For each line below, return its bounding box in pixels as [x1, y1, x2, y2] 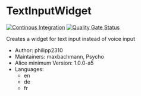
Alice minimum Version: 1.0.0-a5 [14, 59, 94, 66]
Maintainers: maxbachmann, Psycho [14, 53, 104, 60]
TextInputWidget [6, 4, 92, 18]
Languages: [14, 65, 44, 72]
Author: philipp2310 [14, 46, 64, 54]
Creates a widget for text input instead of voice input [6, 35, 136, 42]
